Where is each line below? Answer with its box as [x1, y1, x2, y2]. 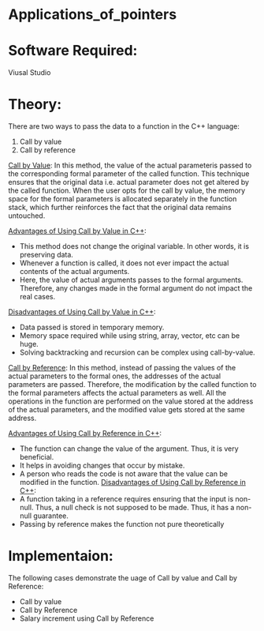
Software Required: [8, 42, 138, 60]
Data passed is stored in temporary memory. [19, 322, 165, 332]
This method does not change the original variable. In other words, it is [19, 242, 250, 251]
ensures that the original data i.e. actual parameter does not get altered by [8, 178, 250, 187]
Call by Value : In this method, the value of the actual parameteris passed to [8, 160, 252, 171]
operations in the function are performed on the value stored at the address [8, 396, 254, 406]
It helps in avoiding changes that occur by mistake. [19, 460, 185, 471]
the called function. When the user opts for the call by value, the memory [8, 186, 246, 195]
